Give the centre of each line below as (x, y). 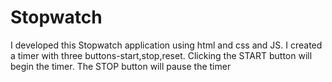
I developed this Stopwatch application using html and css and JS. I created (166, 45)
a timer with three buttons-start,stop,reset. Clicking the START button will (161, 55)
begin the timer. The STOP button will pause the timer (121, 66)
